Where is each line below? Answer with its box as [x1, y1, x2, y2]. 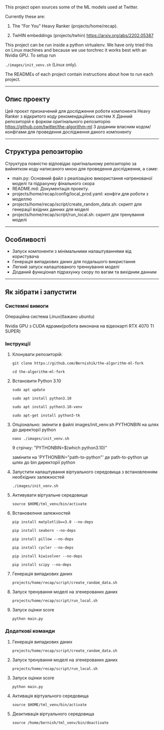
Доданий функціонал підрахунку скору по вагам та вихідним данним [12, 269, 157, 275]
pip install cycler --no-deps [12, 545, 74, 550]
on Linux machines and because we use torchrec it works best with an [5, 47, 147, 53]
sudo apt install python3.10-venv [12, 405, 82, 410]
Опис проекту [5, 95, 50, 104]
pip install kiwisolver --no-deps [12, 554, 82, 559]
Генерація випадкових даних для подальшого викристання [12, 259, 136, 265]
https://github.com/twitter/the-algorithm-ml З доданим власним [5, 124, 135, 129]
